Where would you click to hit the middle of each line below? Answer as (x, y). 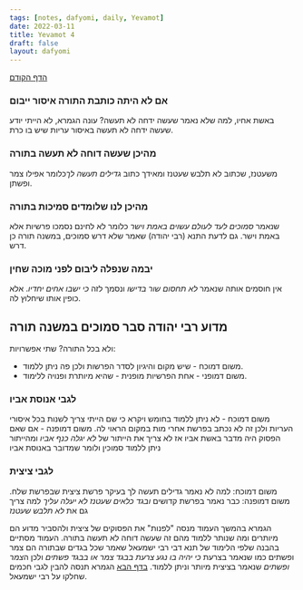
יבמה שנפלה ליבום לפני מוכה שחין (81, 268)
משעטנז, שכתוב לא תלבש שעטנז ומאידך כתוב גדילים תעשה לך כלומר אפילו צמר (144, 173)
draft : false (34, 43)
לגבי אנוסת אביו (43, 400)
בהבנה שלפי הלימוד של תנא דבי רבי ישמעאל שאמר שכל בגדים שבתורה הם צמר (144, 547)
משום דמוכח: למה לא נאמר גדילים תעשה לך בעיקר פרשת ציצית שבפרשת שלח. (143, 491)
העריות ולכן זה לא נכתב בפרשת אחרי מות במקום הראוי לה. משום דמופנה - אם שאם (151, 429)
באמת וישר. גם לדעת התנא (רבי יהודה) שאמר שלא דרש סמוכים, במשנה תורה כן (145, 236)
